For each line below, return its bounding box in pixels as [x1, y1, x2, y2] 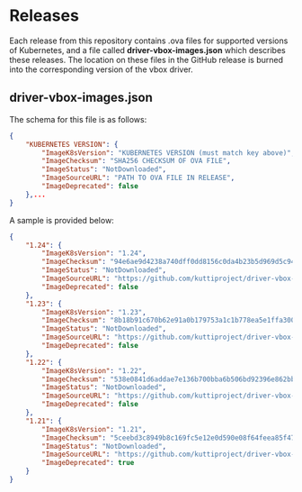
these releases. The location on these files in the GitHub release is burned [9, 54, 283, 65]
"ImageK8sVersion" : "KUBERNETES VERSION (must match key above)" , [41, 148, 296, 158]
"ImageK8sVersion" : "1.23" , [41, 307, 147, 316]
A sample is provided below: [9, 214, 114, 225]
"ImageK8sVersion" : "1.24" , [41, 249, 147, 258]
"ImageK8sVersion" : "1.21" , [41, 424, 147, 433]
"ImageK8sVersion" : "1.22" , [41, 366, 147, 375]
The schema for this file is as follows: [9, 114, 147, 124]
